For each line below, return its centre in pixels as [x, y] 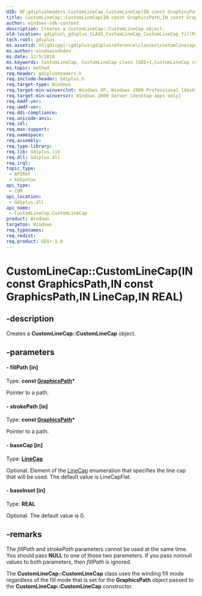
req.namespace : [25, 135]
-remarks [24, 534]
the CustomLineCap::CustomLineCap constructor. [70, 586]
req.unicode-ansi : [29, 118]
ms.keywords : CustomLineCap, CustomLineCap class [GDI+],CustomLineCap [98, 62]
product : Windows [28, 219]
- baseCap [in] [25, 445]
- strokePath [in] [27, 406]
